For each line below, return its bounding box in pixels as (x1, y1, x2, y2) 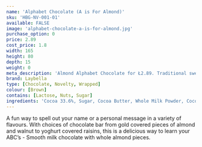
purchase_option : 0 (6, 31, 55, 37)
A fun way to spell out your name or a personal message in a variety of (6, 115, 182, 122)
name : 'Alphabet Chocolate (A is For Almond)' (6, 8, 125, 15)
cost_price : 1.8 (6, 43, 47, 49)
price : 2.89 (6, 37, 36, 43)
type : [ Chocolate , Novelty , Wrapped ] (6, 82, 101, 88)
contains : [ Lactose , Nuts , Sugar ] (6, 92, 93, 98)
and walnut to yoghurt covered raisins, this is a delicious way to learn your (6, 127, 191, 134)
